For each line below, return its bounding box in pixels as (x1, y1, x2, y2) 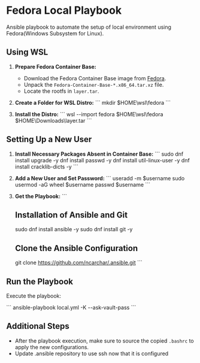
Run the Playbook (6, 276, 74, 286)
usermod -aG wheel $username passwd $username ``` (14, 181, 151, 188)
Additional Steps (6, 321, 70, 331)
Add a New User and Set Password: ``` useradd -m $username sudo (14, 174, 185, 181)
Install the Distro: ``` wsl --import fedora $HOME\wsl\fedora (14, 110, 163, 117)
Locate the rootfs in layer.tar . (23, 87, 99, 95)
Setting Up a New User (6, 134, 92, 144)
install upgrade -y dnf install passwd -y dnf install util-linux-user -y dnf (14, 156, 190, 164)
